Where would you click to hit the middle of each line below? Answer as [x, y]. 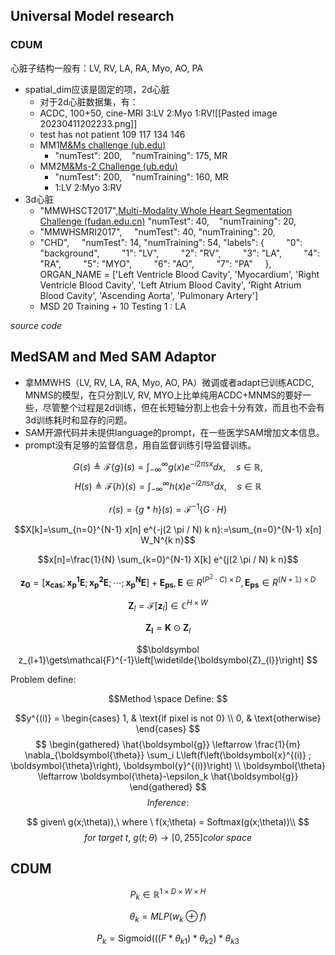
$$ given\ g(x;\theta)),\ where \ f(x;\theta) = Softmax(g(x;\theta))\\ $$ [168, 821]
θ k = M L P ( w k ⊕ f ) [168, 917]
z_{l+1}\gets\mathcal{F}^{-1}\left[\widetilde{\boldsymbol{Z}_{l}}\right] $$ [168, 660]
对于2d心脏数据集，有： [89, 101]
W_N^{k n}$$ [168, 540]
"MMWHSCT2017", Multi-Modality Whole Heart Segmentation [166, 210]
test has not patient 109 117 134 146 [112, 134]
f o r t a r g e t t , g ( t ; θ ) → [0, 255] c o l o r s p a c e [168, 837]
